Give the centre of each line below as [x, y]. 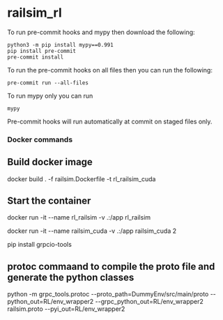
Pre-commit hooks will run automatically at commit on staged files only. [110, 121]
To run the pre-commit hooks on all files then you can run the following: [110, 70]
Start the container [49, 201]
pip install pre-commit [42, 51]
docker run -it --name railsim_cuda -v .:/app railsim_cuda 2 [92, 231]
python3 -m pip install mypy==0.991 [60, 45]
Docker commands [40, 139]
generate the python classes [71, 277]
